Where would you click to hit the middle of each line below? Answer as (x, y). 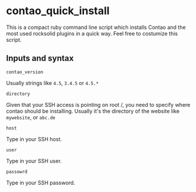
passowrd (17, 172)
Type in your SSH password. (41, 183)
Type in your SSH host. (34, 139)
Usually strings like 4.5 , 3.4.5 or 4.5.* (53, 83)
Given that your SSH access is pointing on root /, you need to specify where (98, 105)
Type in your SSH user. (34, 161)
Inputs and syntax (40, 58)
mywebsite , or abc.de (31, 117)
